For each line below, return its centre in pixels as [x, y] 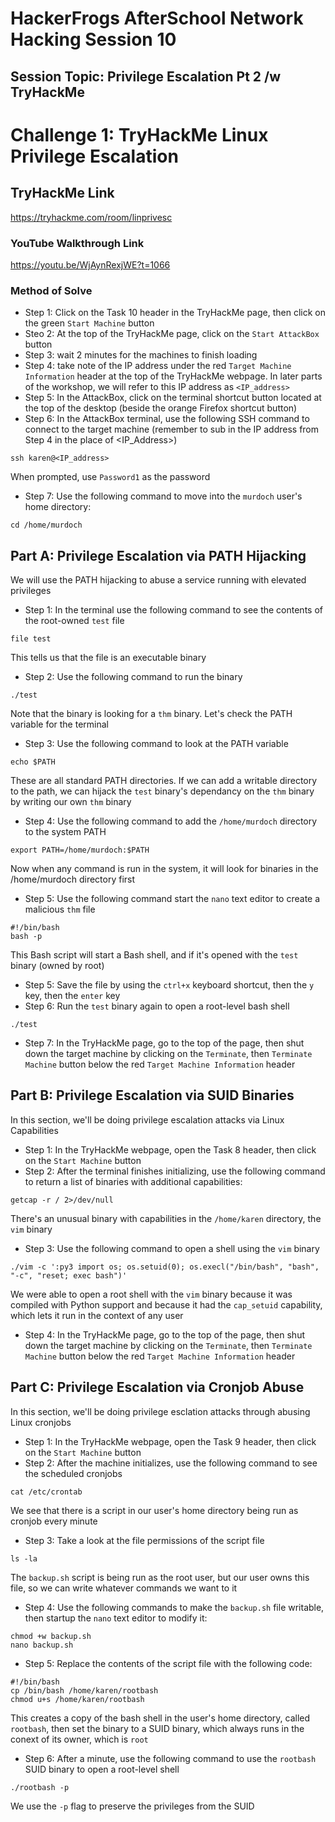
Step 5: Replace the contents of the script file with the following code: [168, 1663]
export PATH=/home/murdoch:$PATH [80, 850]
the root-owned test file [74, 620]
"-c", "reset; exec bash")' [69, 1275]
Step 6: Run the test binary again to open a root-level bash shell [157, 1006]
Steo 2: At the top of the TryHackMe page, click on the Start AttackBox [172, 334]
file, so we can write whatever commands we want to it [124, 1588]
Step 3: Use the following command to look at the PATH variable [156, 743]
